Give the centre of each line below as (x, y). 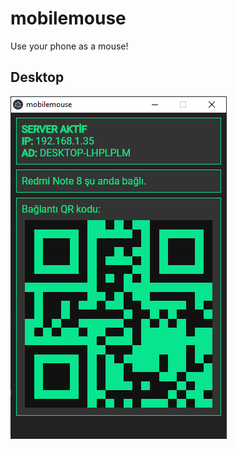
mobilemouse (68, 18)
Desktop (37, 77)
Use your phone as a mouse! (69, 46)
